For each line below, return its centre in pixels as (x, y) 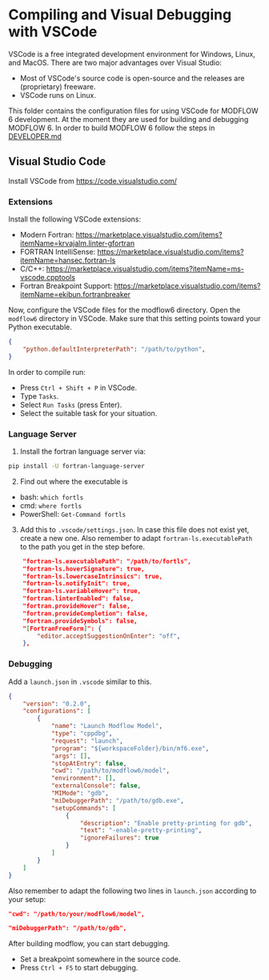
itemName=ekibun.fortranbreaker (75, 295)
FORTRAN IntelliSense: (58, 252)
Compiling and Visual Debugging (120, 15)
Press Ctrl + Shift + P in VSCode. (78, 388)
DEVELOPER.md (35, 136)
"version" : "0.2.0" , (57, 704)
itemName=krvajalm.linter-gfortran (77, 243)
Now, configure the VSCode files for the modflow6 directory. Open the (124, 310)
